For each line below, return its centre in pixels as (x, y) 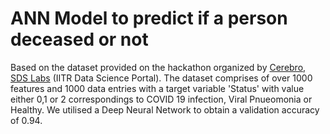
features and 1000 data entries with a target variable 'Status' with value (157, 88)
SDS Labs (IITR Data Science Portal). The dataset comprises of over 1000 (161, 78)
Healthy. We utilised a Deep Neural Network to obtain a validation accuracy (165, 109)
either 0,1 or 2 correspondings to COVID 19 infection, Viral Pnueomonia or (161, 99)
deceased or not (79, 39)
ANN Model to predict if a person (149, 18)
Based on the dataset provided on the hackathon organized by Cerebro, (158, 67)
